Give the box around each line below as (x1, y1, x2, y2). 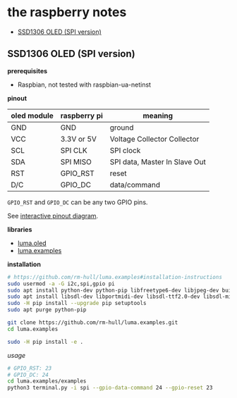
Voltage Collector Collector (109, 134, 200, 144)
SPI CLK (60, 145, 87, 155)
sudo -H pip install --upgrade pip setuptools (7, 300, 147, 307)
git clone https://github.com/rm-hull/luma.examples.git (7, 319, 178, 326)
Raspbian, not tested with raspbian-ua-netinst (17, 80, 152, 89)
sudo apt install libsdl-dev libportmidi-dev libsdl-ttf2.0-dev (7, 293, 200, 300)
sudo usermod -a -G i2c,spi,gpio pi (7, 280, 115, 287)
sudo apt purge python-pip (7, 306, 87, 313)
